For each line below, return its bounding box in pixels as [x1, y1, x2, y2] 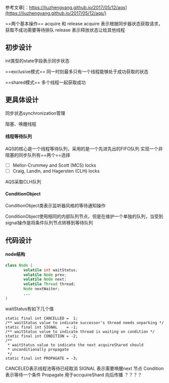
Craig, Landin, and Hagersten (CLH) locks [12, 168, 100, 174]
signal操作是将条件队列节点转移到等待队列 [5, 220, 93, 226]
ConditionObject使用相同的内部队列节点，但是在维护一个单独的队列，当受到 [5, 213, 163, 219]
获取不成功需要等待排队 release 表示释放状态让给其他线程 [5, 27, 125, 33]
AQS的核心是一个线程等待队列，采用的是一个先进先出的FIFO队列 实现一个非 [5, 145, 163, 151]
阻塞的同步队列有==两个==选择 [5, 152, 71, 158]
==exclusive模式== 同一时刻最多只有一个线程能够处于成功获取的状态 [5, 68, 149, 75]
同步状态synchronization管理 [5, 110, 66, 116]
